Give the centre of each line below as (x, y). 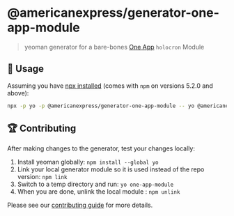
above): (18, 93)
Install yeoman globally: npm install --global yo (88, 162)
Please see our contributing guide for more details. (80, 205)
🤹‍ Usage (25, 69)
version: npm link (42, 177)
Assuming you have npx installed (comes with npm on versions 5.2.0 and (110, 86)
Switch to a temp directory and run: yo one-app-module (95, 184)
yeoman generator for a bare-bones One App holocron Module (114, 47)
